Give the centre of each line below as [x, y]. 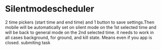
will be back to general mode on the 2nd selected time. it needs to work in [80, 32]
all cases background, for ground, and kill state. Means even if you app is [79, 37]
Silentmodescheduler [50, 9]
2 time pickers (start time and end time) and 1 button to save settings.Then [80, 22]
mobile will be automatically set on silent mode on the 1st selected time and [81, 27]
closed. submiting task [28, 42]
